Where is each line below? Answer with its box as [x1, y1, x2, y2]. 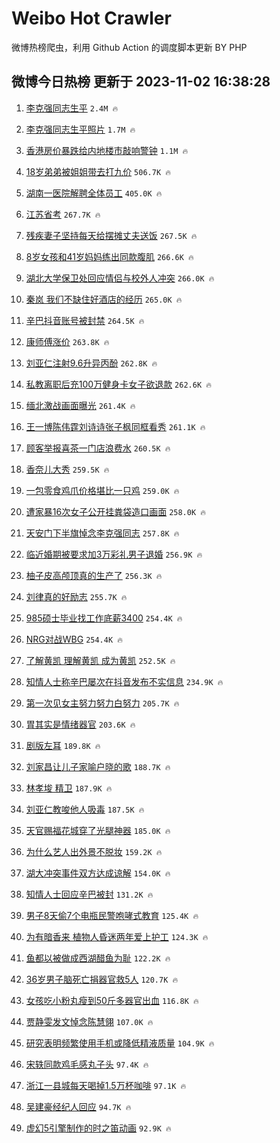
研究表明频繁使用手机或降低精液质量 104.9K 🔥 [25, 1037, 215, 1049]
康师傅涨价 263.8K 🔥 [25, 335, 110, 347]
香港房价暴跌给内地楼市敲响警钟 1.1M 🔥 [25, 144, 189, 156]
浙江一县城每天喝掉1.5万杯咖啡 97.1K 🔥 [25, 1079, 187, 1091]
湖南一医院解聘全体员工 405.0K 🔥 [25, 187, 163, 199]
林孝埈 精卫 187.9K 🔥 [25, 782, 113, 794]
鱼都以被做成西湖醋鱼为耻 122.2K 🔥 [25, 952, 171, 964]
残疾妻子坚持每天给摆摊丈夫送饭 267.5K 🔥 [25, 229, 198, 241]
